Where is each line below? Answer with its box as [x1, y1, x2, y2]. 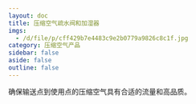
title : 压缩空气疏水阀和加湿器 [8, 19, 100, 27]
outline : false [8, 64, 59, 72]
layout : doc [8, 11, 48, 20]
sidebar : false [8, 49, 59, 57]
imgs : [8, 26, 27, 34]
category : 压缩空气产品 [8, 42, 80, 50]
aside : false [8, 57, 52, 65]
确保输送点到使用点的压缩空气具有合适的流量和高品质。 [8, 86, 191, 96]
